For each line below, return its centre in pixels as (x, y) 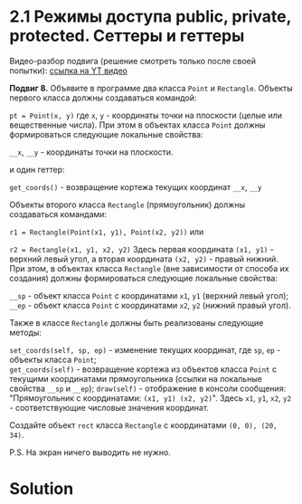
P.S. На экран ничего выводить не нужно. (90, 452)
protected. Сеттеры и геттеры (127, 36)
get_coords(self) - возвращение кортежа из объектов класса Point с (143, 369)
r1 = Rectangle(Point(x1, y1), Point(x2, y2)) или (107, 232)
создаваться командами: (58, 214)
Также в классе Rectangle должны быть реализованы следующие (137, 322)
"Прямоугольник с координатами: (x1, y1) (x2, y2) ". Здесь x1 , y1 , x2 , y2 (151, 398)
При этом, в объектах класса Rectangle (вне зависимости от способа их (149, 268)
